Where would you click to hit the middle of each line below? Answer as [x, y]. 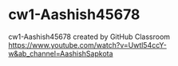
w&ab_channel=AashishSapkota [61, 53]
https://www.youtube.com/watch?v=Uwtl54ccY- [88, 45]
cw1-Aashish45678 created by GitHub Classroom [89, 37]
